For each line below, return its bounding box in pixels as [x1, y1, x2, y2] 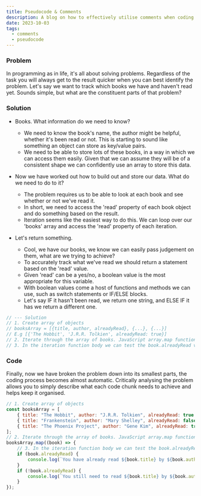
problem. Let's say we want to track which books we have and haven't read [6, 83, 193, 90]
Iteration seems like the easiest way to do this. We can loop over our [23, 216, 193, 223]
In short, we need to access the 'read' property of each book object [23, 203, 191, 210]
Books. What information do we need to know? [14, 117, 130, 125]
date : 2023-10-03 [6, 20, 50, 26]
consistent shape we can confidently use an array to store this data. [23, 161, 191, 168]
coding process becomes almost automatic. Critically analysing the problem [6, 377, 193, 384]
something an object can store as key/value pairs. [23, 142, 147, 149]
